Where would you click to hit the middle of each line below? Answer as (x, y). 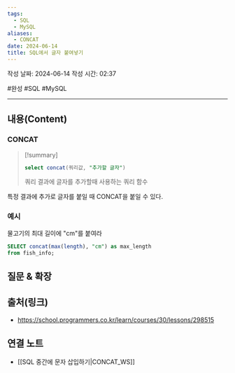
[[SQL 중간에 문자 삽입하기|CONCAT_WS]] (76, 362)
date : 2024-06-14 (33, 46)
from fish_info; (31, 253)
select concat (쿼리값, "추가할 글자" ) (75, 168)
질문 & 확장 (30, 276)
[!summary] (41, 155)
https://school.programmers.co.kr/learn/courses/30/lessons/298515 (116, 320)
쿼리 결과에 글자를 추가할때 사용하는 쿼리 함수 (86, 182)
